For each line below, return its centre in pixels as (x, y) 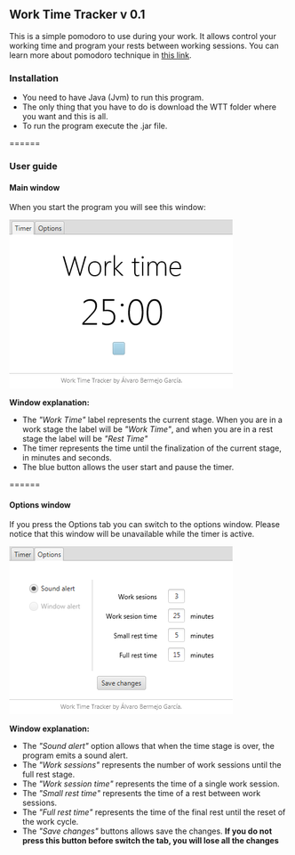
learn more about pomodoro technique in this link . (101, 55)
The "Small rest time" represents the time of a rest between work (141, 794)
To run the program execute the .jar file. (95, 126)
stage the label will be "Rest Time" (85, 439)
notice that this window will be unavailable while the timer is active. (132, 534)
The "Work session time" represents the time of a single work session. (151, 784)
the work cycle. (50, 822)
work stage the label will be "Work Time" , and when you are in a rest (147, 429)
